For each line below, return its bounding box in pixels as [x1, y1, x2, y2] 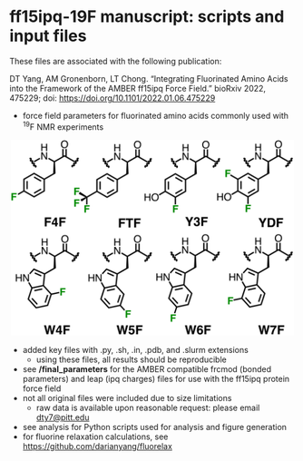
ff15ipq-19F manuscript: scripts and [9, 6, 285, 27]
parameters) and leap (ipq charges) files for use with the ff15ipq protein [22, 374, 290, 385]
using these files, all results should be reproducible [35, 354, 227, 365]
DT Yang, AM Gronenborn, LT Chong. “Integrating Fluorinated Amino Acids [9, 73, 288, 83]
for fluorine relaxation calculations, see [22, 431, 169, 442]
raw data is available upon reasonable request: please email [35, 402, 260, 414]
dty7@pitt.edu [35, 412, 90, 423]
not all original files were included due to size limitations [22, 393, 232, 404]
